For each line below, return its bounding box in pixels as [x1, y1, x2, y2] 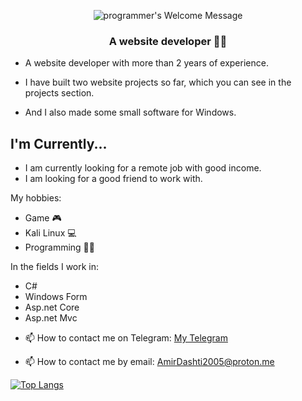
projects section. [24, 87, 95, 99]
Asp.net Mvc [24, 312, 78, 324]
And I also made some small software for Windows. [24, 106, 237, 119]
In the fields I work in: [10, 261, 100, 273]
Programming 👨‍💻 [24, 241, 95, 254]
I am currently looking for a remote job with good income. [24, 162, 262, 174]
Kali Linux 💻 [24, 227, 77, 239]
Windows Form [24, 291, 88, 303]
